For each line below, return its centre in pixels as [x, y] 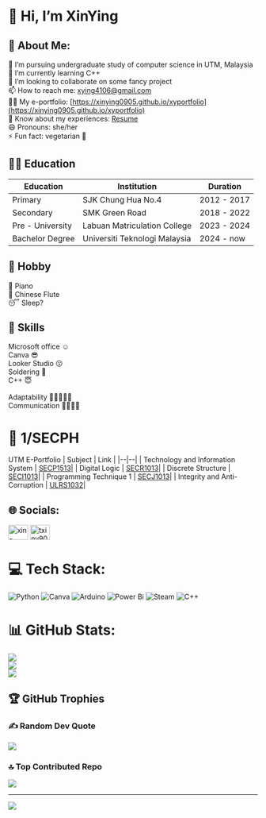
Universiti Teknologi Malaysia [137, 238]
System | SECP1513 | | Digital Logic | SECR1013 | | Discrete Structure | [120, 469]
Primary [27, 199]
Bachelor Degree [44, 238]
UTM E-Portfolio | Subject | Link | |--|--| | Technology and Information [122, 460]
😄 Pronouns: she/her [43, 127]
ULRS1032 [66, 485]
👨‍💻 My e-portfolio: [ [40, 102]
